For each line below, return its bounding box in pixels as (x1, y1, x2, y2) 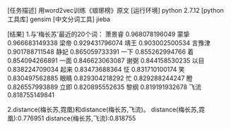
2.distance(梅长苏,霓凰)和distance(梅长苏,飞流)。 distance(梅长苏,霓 (7, 105, 206, 113)
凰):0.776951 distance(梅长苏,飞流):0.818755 (7, 114, 136, 122)
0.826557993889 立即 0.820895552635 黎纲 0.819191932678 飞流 (7, 83, 202, 91)
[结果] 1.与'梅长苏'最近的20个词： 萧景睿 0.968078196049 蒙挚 (7, 30, 190, 38)
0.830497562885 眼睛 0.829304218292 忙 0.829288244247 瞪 (7, 74, 193, 82)
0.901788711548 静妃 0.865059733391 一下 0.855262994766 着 (7, 48, 194, 56)
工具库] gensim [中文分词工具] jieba (7, 15, 111, 23)
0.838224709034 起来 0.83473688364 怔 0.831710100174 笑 (7, 66, 185, 73)
